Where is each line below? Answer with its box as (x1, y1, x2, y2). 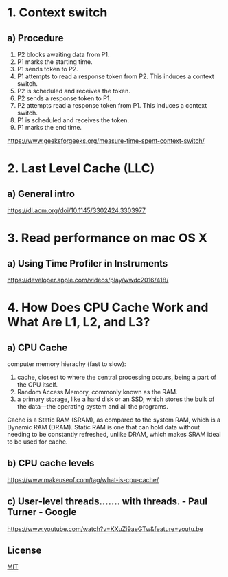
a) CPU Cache (7, 341, 68, 353)
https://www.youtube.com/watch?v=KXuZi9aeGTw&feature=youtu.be (7, 524, 204, 533)
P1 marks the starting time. (16, 58, 93, 66)
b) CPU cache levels (7, 457, 95, 469)
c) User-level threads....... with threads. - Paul (7, 496, 208, 508)
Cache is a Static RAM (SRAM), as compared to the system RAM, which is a (7, 416, 221, 424)
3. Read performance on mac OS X (7, 230, 208, 246)
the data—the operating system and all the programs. (16, 403, 168, 410)
